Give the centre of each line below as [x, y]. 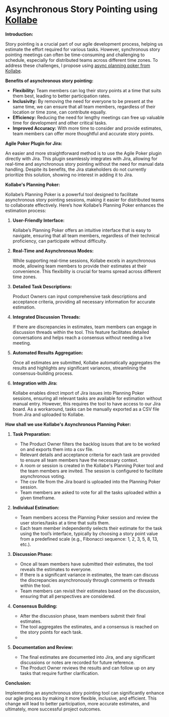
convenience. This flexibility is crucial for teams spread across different [87, 271]
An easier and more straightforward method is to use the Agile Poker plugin [83, 153]
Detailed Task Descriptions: [42, 286]
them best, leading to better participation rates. [62, 96]
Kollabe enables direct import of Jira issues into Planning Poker [78, 393]
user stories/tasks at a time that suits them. [65, 522]
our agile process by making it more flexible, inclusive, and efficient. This [81, 698]
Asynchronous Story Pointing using [81, 9]
